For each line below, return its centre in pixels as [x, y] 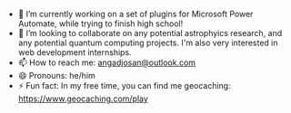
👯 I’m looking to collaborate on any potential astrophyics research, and [150, 33]
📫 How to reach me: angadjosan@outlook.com [107, 62]
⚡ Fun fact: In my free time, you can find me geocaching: [124, 85]
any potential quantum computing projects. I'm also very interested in [148, 42]
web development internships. [75, 52]
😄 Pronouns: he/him [56, 75]
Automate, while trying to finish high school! [100, 24]
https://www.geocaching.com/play [83, 99]
